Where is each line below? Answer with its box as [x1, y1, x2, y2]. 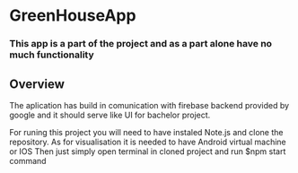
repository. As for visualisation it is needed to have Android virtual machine [9, 136, 286, 147]
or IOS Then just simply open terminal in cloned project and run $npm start [9, 145, 286, 157]
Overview [9, 76, 66, 91]
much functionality [9, 48, 94, 61]
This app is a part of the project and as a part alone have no [9, 38, 272, 50]
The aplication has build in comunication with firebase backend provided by [9, 99, 290, 110]
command [9, 155, 47, 166]
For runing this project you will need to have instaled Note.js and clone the [9, 126, 284, 137]
